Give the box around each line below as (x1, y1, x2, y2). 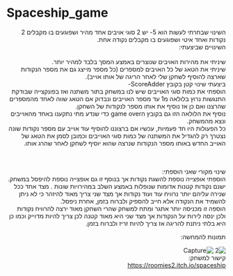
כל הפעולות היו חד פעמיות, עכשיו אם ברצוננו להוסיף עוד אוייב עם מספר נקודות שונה (8, 124, 226, 132)
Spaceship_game (6, 5, 109, 21)
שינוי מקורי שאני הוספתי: (161, 167, 226, 176)
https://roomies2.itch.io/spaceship (127, 261, 226, 269)
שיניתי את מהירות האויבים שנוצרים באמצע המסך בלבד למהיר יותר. (51, 57, 226, 66)
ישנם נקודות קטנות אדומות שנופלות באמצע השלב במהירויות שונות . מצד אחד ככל (14, 182, 226, 190)
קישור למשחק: (188, 253, 226, 262)
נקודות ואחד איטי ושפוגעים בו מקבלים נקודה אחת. (96, 35, 226, 43)
